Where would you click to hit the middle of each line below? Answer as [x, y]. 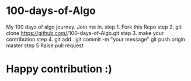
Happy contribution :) [59, 69]
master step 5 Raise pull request [45, 45]
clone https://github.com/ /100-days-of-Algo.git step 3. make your [85, 33]
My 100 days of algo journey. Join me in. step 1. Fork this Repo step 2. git [94, 27]
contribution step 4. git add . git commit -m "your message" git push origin [96, 39]
